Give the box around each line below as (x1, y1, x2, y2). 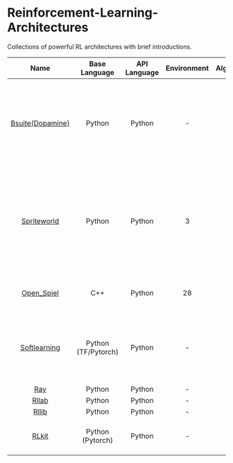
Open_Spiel (21, 288, 59, 297)
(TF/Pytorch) (76, 347, 119, 356)
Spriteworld (21, 216, 60, 226)
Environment (165, 63, 209, 73)
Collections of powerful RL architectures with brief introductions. (7, 42, 192, 51)
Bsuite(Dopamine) (10, 118, 70, 128)
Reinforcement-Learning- (7, 5, 158, 21)
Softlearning (20, 342, 60, 352)
